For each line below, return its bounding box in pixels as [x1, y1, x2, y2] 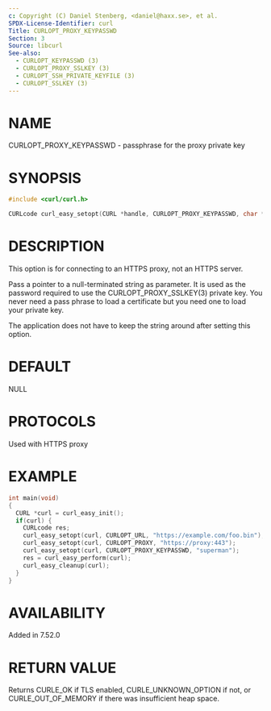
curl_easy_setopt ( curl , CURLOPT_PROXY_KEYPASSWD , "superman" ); [23, 547, 240, 555]
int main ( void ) [8, 493, 60, 502]
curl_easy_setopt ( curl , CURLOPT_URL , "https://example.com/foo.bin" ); [23, 531, 265, 540]
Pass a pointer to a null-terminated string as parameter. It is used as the [8, 280, 246, 289]
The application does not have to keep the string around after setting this [8, 321, 251, 331]
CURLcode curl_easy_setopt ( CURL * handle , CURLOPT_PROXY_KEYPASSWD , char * [8, 210, 265, 218]
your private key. [8, 306, 65, 315]
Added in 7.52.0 [8, 630, 60, 640]
